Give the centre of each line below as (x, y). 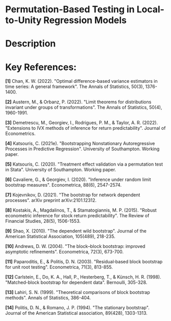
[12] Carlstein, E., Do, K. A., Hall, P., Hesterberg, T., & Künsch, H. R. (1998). (83, 277)
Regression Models (85, 20)
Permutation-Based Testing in (70, 9)
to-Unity (23, 20)
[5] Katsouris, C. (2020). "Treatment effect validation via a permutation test (84, 164)
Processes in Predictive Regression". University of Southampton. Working (82, 149)
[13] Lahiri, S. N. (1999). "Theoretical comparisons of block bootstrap (78, 292)
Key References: (41, 67)
